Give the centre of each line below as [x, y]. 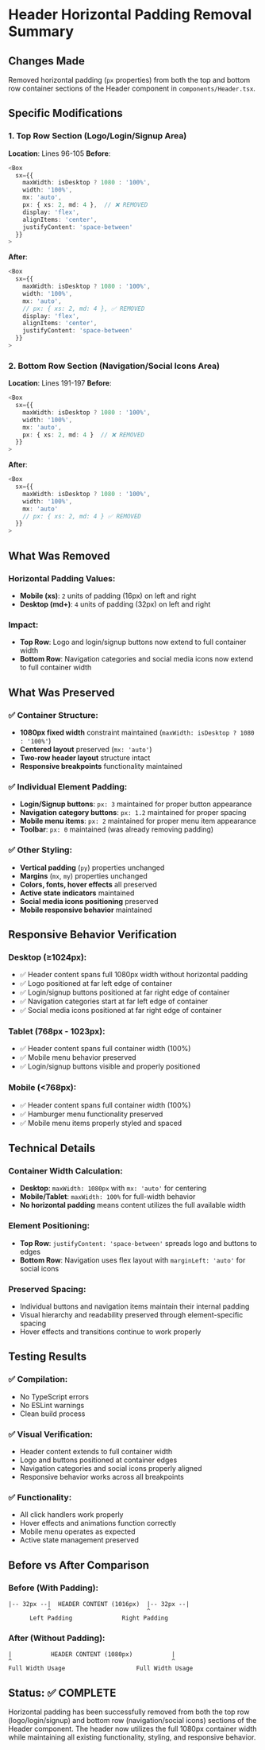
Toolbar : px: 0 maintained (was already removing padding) [117, 829]
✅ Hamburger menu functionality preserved [91, 1114]
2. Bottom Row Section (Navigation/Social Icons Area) [114, 366]
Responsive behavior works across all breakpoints [102, 1477]
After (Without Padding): [57, 1638]
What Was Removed [59, 555]
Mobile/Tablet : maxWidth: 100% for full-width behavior [108, 1197]
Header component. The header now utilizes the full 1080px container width [132, 1729]
